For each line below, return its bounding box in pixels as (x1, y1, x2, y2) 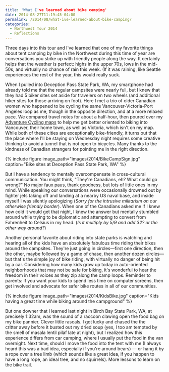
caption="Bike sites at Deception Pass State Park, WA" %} (5, 161, 126, 167)
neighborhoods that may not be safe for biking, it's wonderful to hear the (5, 267, 157, 273)
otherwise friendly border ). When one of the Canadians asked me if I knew (5, 203, 160, 209)
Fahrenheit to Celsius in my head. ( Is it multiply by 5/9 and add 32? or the (5, 220, 158, 225)
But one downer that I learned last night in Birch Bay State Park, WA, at (5, 308, 152, 314)
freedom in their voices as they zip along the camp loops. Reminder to (5, 272, 151, 278)
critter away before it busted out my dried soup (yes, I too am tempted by (5, 324, 157, 330)
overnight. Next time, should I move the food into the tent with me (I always (5, 340, 161, 346)
